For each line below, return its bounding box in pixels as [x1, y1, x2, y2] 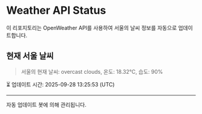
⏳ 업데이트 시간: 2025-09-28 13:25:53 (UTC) [6, 80, 115, 88]
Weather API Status [6, 4, 106, 17]
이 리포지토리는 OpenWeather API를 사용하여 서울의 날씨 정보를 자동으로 [6, 24, 177, 31]
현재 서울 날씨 [6, 51, 54, 61]
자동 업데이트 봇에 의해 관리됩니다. [6, 101, 87, 108]
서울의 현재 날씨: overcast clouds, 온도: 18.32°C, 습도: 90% [20, 68, 164, 75]
